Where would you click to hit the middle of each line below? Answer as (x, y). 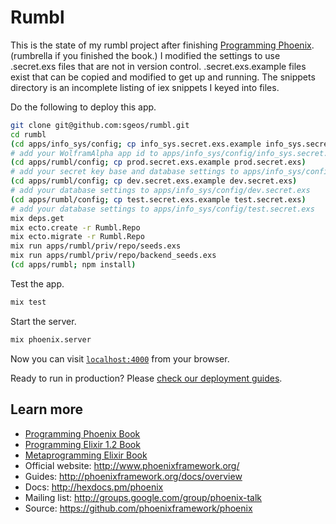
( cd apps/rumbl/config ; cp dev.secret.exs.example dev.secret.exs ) (154, 181)
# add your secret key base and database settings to (125, 172)
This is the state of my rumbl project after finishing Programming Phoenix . (162, 45)
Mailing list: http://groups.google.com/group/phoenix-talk (143, 497)
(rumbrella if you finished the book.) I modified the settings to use (145, 55)
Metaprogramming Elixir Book (86, 455)
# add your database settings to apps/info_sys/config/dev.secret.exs (160, 191)
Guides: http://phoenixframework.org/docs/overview (133, 476)
